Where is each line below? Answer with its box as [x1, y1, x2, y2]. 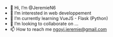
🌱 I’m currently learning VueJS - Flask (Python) [10, 15, 108, 21]
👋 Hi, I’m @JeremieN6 [10, 5, 56, 10]
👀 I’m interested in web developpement [10, 10, 92, 16]
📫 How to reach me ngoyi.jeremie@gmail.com [10, 26, 107, 32]
